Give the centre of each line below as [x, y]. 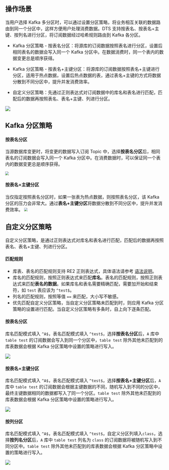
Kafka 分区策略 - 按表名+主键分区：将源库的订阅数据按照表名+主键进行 [86, 69]
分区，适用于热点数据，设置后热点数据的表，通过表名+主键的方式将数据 [87, 75]
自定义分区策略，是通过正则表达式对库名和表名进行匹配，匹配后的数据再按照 [84, 240]
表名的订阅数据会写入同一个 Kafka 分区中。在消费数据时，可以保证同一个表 [83, 158]
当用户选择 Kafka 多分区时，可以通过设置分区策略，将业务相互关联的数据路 [83, 22]
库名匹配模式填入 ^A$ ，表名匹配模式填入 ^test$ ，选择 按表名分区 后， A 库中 [82, 334]
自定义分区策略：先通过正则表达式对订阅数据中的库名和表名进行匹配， [85, 92]
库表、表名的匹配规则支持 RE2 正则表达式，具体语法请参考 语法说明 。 [84, 271]
